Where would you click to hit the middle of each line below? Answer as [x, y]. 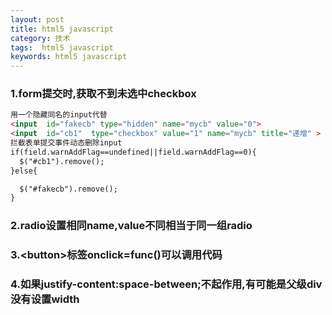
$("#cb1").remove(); [62, 161]
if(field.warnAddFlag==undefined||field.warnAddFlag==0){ [133, 152]
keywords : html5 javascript [69, 57]
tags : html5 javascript [62, 47]
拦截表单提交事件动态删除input [66, 143]
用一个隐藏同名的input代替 [59, 115]
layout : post [37, 19]
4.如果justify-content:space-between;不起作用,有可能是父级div [166, 284]
